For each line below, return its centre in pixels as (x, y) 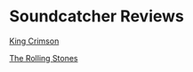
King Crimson (34, 41)
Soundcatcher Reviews (97, 16)
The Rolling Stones (44, 58)
